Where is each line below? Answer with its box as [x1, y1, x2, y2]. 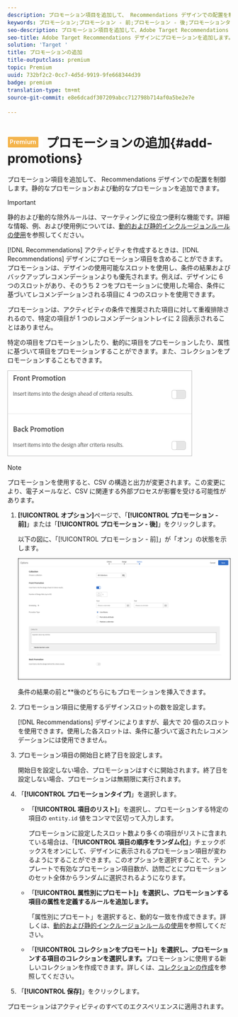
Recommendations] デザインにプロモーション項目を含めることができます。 [7, 254, 227, 263]
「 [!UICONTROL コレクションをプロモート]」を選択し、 [28, 945, 192, 954]
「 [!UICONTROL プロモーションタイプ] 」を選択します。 [17, 790, 181, 799]
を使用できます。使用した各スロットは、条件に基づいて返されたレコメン [17, 727, 228, 736]
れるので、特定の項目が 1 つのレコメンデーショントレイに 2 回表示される [7, 314, 220, 323]
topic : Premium [7, 64, 52, 71]
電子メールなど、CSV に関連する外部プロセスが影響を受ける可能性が [25, 487, 227, 495]
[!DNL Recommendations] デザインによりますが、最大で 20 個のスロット [17, 718, 230, 726]
